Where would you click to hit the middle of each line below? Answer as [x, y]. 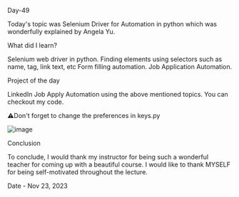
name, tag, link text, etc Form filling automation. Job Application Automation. [120, 66]
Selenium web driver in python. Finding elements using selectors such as [115, 59]
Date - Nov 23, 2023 [37, 186]
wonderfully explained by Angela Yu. [61, 32]
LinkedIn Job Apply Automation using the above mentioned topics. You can [118, 94]
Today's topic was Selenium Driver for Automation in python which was [112, 24]
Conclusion [24, 143]
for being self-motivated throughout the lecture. [78, 172]
